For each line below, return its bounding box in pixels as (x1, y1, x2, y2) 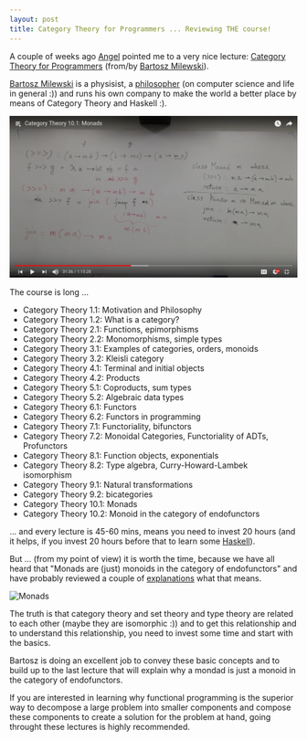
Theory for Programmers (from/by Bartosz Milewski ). (9, 60, 209, 71)
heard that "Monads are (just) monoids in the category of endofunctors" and (9, 563, 298, 574)
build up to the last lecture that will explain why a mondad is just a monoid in (9, 664, 297, 675)
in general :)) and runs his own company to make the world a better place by (9, 88, 297, 99)
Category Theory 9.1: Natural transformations (22, 479, 194, 490)
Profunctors (22, 439, 69, 451)
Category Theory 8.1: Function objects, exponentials (22, 450, 219, 460)
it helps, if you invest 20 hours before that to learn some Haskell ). (9, 535, 256, 546)
